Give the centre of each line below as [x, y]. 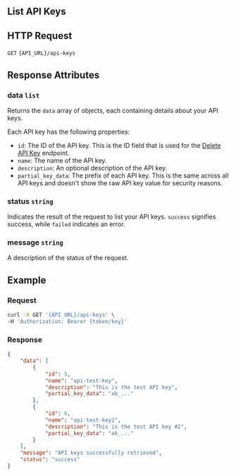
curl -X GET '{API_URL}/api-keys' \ [61, 315]
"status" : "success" [50, 460]
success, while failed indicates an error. [66, 224]
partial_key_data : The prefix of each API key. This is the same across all [123, 175]
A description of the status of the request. [68, 258]
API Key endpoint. [43, 153]
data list [24, 95]
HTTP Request [40, 36]
